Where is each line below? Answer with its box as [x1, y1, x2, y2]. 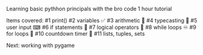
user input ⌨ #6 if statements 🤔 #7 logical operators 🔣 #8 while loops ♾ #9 [6, 24, 197, 31]
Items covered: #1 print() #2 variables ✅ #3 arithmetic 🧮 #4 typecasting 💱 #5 [6, 17, 198, 24]
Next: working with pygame [6, 42, 75, 49]
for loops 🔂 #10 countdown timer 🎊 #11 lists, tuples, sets [6, 30, 145, 37]
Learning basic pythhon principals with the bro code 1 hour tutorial [6, 5, 172, 12]
